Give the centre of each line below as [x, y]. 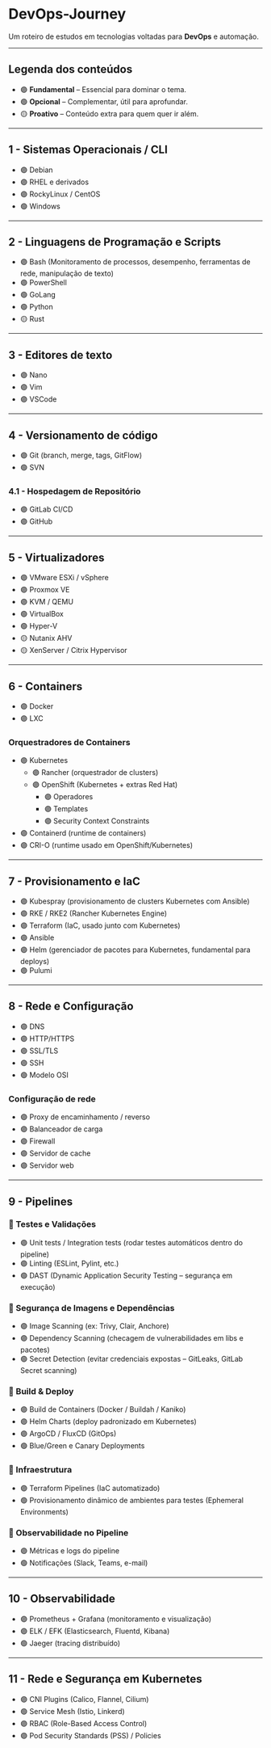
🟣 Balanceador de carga [61, 1129]
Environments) [44, 1511]
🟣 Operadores [69, 797]
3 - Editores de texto [60, 355]
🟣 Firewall [38, 1141]
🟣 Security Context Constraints [97, 821]
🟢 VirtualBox [42, 614]
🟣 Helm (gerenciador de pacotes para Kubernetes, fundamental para [135, 950]
